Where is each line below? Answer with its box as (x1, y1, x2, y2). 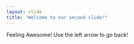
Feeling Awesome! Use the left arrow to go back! (6, 31, 129, 38)
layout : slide (6, 8, 43, 15)
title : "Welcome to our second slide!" (6, 14, 108, 20)
